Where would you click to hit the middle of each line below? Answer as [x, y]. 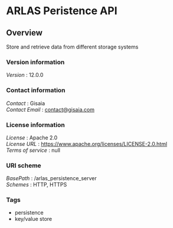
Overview [25, 33]
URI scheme [24, 165]
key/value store [33, 219]
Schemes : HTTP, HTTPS [37, 185]
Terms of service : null [33, 150]
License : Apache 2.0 [32, 138]
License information [35, 125]
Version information [35, 62]
